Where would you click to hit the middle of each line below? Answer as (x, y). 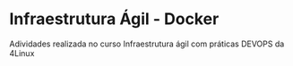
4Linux (22, 53)
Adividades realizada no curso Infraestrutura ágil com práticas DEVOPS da (147, 44)
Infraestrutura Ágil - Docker (114, 19)
